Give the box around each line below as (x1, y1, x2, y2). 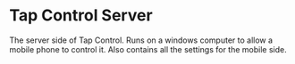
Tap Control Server (9, 5, 154, 26)
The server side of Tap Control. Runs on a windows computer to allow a (9, 35, 274, 45)
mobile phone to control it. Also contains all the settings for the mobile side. (9, 44, 288, 54)
